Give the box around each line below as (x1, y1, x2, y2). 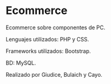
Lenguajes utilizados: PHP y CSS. (5, 35, 89, 43)
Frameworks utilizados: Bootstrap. (5, 47, 92, 55)
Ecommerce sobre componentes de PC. (5, 24, 106, 31)
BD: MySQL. (5, 59, 36, 66)
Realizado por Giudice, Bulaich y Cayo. (5, 71, 103, 78)
